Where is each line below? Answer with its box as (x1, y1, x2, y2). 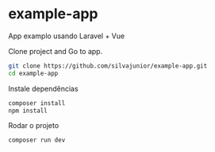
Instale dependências (8, 84, 79, 93)
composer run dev (8, 136, 66, 144)
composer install (8, 99, 66, 107)
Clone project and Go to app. (8, 46, 103, 56)
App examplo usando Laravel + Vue (8, 31, 125, 41)
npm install (8, 107, 48, 115)
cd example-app (8, 69, 59, 77)
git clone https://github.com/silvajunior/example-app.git (8, 61, 208, 70)
